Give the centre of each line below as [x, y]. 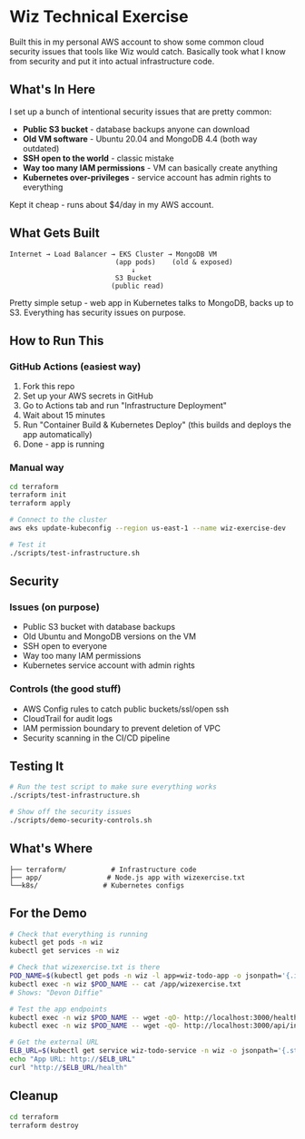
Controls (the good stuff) [65, 689]
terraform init [38, 495]
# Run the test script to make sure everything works [113, 787]
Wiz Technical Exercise [99, 17]
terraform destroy [44, 1125]
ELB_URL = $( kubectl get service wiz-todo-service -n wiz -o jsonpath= [144, 1051]
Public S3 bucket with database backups [98, 627]
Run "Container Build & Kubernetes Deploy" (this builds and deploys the [157, 425]
